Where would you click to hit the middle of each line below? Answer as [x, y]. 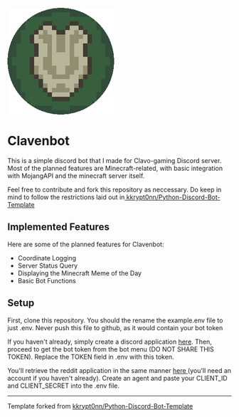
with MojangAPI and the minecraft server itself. [76, 176]
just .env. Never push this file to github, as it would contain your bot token [115, 327]
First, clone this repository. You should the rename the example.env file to [115, 320]
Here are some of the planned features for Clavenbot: [86, 244]
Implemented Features [59, 227]
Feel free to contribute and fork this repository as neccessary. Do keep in [115, 189]
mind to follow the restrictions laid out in [66, 197]
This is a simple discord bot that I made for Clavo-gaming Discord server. [115, 160]
